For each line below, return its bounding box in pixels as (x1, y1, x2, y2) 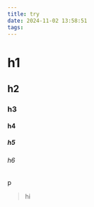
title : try (7, 10, 40, 18)
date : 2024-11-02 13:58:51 (7, 17, 88, 24)
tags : (7, 24, 23, 31)
